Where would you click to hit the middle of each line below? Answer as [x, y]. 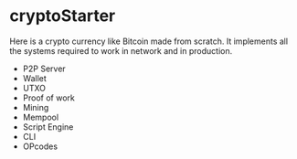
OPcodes [40, 146]
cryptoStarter [63, 16]
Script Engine [48, 127]
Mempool [41, 117]
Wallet [35, 78]
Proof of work [48, 98]
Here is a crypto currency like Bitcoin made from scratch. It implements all [149, 41]
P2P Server [44, 69]
